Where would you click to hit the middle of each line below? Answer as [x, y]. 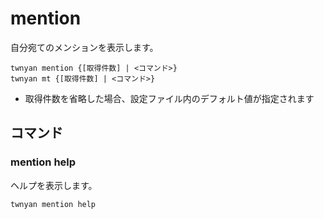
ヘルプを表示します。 [54, 185]
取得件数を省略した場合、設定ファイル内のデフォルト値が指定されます [169, 98]
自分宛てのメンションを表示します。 [84, 47]
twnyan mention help [53, 204]
